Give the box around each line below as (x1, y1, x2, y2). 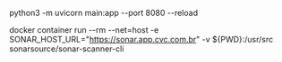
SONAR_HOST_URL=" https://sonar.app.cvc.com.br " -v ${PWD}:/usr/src (9, 35, 274, 44)
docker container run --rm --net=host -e (9, 25, 159, 35)
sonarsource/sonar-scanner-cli (9, 43, 124, 54)
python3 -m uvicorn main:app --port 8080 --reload (9, 8, 199, 18)
